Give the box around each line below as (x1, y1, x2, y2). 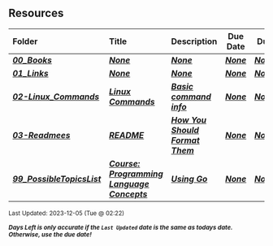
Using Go (171, 173, 208, 184)
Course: (109, 158, 141, 169)
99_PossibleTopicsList (12, 173, 102, 184)
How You (171, 114, 207, 125)
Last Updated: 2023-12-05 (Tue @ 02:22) (8, 209, 124, 218)
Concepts (109, 188, 148, 200)
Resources (8, 6, 64, 20)
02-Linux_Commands (12, 91, 100, 102)
